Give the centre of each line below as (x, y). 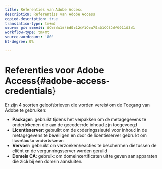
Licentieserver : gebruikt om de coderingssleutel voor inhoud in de (80, 130)
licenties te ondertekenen (38, 140)
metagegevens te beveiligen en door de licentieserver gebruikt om (80, 135)
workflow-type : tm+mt (27, 32)
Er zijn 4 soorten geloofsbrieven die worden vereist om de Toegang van (78, 105)
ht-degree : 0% (20, 42)
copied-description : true (31, 19)
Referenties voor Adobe (54, 70)
